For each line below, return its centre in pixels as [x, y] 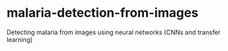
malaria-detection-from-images [103, 13]
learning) [20, 39]
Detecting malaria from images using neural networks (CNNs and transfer [114, 32]
